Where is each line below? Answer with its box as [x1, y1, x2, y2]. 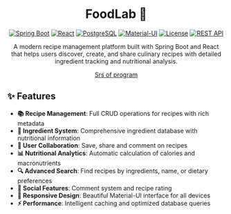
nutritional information [17, 134, 81, 142]
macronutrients [17, 159, 61, 167]
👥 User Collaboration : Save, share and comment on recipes [17, 141, 188, 149]
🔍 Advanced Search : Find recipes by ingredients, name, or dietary [17, 166, 209, 175]
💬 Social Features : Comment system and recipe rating [17, 184, 172, 192]
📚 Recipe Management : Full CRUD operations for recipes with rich [17, 109, 210, 117]
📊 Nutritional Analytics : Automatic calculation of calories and [17, 148, 196, 157]
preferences [17, 176, 53, 185]
